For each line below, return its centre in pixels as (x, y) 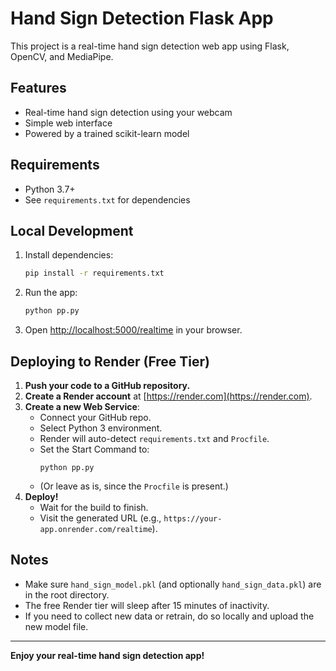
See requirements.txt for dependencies (107, 199)
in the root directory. (67, 594)
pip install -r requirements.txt (94, 273)
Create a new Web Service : (82, 406)
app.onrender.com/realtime (96, 529)
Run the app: (51, 293)
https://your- (193, 518)
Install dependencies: (69, 255)
